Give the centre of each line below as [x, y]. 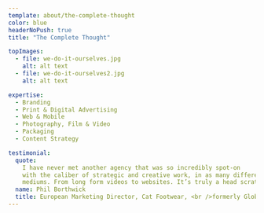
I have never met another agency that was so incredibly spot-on [132, 167]
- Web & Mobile [40, 117]
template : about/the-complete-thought [71, 15]
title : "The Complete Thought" [59, 37]
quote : [26, 160]
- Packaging [35, 132]
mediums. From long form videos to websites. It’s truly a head [130, 182]
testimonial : [29, 153]
